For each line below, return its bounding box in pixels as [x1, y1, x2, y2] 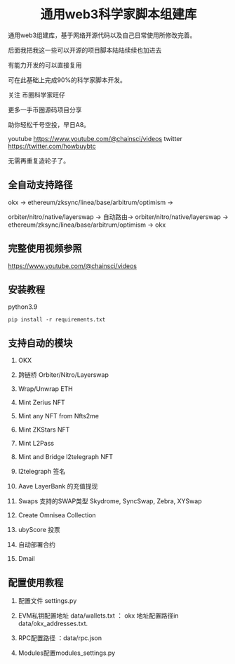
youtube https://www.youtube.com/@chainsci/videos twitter [8, 134, 183, 142]
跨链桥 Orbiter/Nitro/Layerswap [18, 371, 109, 379]
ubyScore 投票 [18, 526, 60, 534]
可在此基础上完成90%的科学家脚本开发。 [8, 75, 127, 84]
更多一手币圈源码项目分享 [8, 105, 82, 114]
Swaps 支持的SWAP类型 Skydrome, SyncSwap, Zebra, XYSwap [18, 497, 202, 505]
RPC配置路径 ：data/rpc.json [18, 634, 102, 642]
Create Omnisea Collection [18, 511, 97, 519]
